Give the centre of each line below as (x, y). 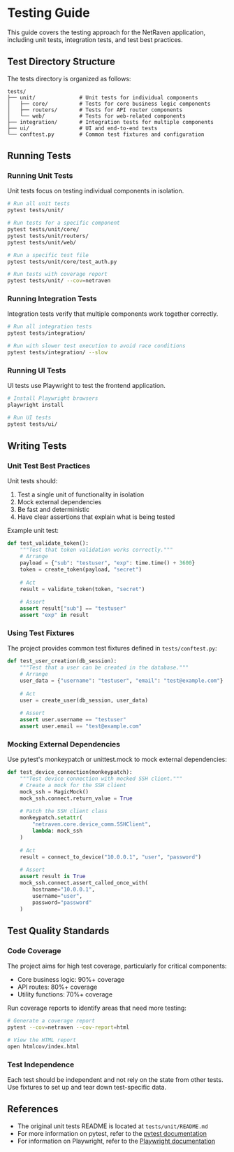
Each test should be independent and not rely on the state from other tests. (115, 1079)
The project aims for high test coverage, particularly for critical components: (117, 966)
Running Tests (39, 156)
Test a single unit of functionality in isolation (81, 494)
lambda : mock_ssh (57, 831)
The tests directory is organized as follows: (69, 78)
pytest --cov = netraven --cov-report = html (68, 1027)
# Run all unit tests (39, 204)
